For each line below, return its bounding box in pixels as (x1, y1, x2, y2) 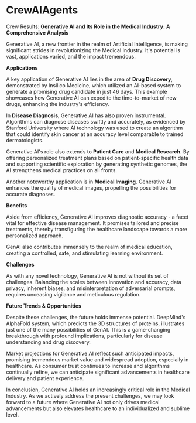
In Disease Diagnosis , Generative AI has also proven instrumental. (6, 112, 166, 119)
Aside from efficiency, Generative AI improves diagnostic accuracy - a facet (6, 213, 189, 220)
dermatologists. (6, 137, 44, 144)
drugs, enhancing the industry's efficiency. (6, 100, 109, 107)
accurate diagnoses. (6, 190, 56, 197)
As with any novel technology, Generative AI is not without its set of (6, 272, 169, 279)
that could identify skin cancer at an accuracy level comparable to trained (6, 130, 184, 138)
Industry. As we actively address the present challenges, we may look (6, 392, 174, 399)
